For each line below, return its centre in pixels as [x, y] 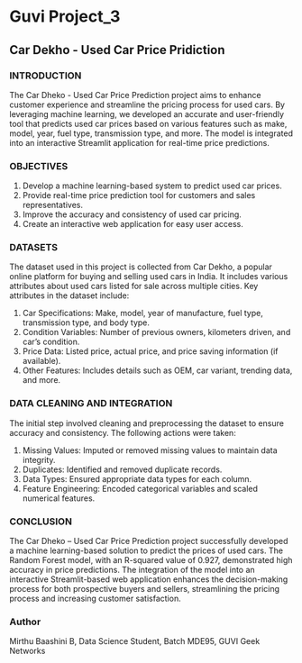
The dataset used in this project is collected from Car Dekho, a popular [141, 267]
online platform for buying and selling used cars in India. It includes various [149, 277]
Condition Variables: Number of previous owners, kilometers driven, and [156, 332]
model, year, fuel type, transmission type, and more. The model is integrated [151, 133]
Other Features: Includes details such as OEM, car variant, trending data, [157, 370]
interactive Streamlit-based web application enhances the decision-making [149, 579]
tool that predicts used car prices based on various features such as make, [148, 123]
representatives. [53, 205]
